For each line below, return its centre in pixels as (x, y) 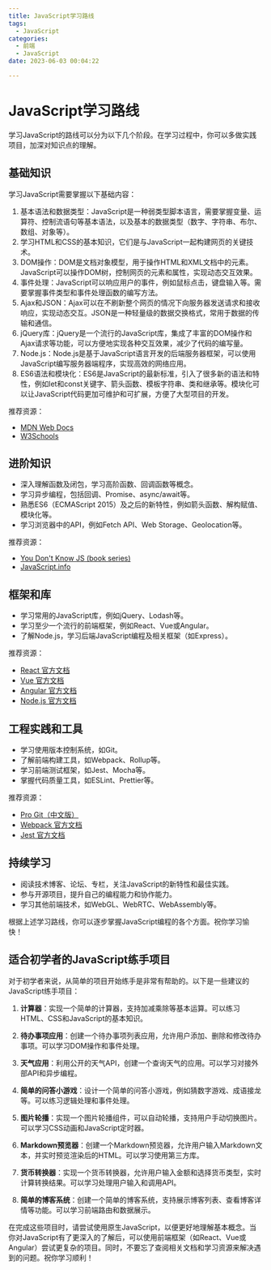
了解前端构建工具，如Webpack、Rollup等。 (92, 760)
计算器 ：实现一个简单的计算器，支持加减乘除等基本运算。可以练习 (130, 1008)
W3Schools (39, 435)
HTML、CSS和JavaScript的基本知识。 (84, 1018)
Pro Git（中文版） (49, 815)
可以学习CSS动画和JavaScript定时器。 (84, 1127)
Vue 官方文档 (42, 680)
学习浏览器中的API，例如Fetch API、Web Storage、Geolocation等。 (133, 525)
